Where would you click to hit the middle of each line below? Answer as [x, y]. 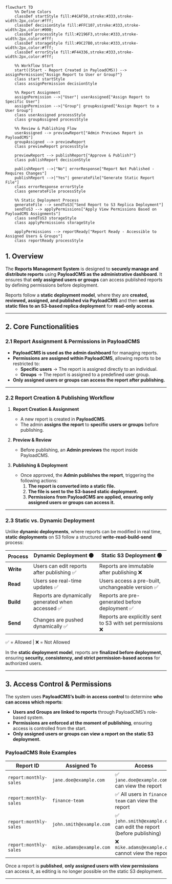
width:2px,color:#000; [29, 30]
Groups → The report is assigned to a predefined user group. [85, 374]
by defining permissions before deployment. [52, 285]
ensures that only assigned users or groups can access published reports [84, 279]
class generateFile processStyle [50, 191]
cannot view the [134, 853]
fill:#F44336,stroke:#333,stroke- [97, 52]
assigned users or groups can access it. [71, 502]
